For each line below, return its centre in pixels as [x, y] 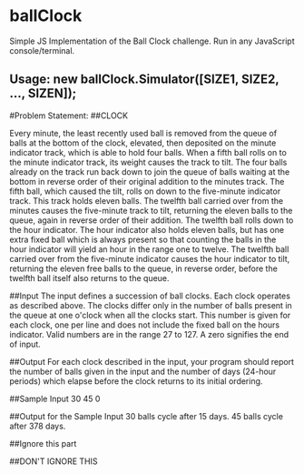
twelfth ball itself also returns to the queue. [89, 277]
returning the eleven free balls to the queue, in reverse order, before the [144, 268]
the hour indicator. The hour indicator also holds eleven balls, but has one [147, 229]
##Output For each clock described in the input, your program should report [152, 361]
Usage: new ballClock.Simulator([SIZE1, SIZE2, [144, 80]
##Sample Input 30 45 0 [55, 398]
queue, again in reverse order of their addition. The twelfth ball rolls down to [152, 220]
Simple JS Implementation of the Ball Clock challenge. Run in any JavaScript [152, 41]
